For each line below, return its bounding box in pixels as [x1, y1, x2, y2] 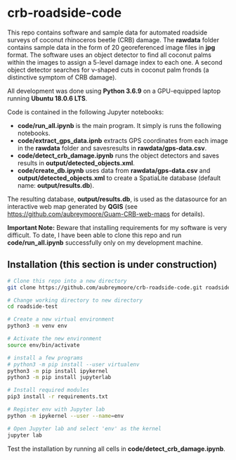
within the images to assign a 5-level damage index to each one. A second [7, 58, 223, 66]
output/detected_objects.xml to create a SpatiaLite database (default [17, 174, 221, 182]
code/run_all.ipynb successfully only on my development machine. [7, 238, 204, 247]
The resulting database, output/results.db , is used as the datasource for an [7, 195, 227, 203]
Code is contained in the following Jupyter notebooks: [7, 108, 164, 116]
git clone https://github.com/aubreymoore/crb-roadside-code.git [7, 283, 202, 291]
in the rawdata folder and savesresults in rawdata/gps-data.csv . [17, 143, 207, 152]
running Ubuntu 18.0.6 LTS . [7, 94, 88, 103]
